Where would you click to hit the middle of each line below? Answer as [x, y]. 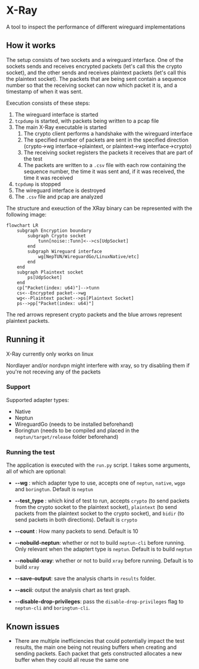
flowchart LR [22, 225]
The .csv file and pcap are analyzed [59, 196]
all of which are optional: [36, 472]
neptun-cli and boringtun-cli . [52, 608]
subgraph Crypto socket [57, 235]
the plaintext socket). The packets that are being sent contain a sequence [96, 78]
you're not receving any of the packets [53, 372]
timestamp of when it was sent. [45, 91]
